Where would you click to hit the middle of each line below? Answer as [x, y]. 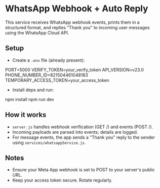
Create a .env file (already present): [48, 60]
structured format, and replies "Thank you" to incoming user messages [77, 27]
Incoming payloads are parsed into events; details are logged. [75, 132]
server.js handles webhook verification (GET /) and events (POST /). [82, 127]
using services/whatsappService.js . [49, 142]
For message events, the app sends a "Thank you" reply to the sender [83, 137]
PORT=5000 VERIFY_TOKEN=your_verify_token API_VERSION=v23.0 [75, 70]
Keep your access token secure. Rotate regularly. [62, 180]
